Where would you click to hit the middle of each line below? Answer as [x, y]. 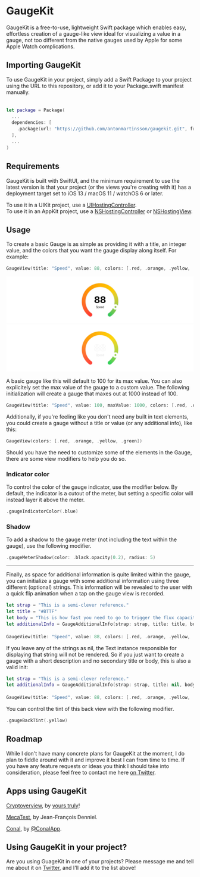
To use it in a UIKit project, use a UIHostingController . [71, 205]
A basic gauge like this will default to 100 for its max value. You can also [94, 381]
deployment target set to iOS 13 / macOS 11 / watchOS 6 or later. [85, 193]
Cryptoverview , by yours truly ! [43, 806]
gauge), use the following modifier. [49, 546]
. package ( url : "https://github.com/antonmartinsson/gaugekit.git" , [102, 129]
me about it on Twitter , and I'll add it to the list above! [71, 868]
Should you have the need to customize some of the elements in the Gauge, [99, 452]
